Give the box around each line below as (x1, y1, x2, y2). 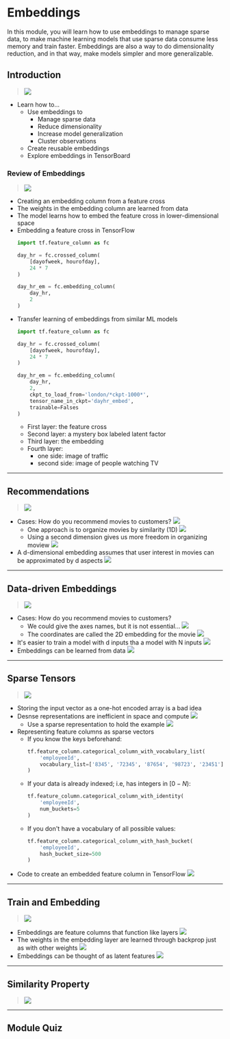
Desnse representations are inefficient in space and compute (16, 712, 190, 720)
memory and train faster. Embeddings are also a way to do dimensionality (7, 42, 214, 50)
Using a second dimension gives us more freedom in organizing (27, 533, 207, 541)
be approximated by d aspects (16, 557, 103, 565)
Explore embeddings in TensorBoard (27, 151, 131, 159)
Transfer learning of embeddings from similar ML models (16, 314, 178, 323)
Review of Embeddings (7, 168, 86, 178)
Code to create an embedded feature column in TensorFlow (16, 870, 186, 878)
